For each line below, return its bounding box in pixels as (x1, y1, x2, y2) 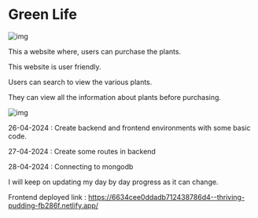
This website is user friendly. (8, 61, 101, 72)
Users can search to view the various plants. (8, 77, 153, 87)
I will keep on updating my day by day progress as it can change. (8, 177, 219, 187)
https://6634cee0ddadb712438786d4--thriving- (87, 192, 245, 201)
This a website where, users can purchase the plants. (8, 46, 182, 56)
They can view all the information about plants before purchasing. (8, 92, 222, 102)
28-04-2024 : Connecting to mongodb (8, 161, 134, 171)
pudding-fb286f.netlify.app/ (8, 201, 99, 210)
